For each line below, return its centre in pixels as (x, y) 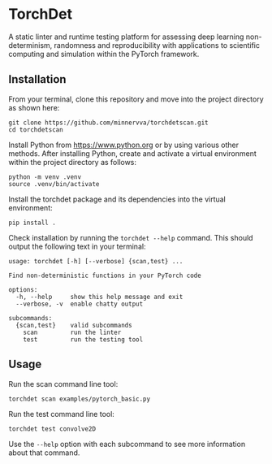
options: (23, 289)
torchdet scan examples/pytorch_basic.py (80, 399)
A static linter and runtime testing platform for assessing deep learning (126, 37)
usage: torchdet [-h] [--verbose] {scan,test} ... (96, 261)
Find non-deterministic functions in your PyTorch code (105, 275)
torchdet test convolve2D (52, 429)
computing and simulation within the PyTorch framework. (104, 54)
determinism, (30, 45)
